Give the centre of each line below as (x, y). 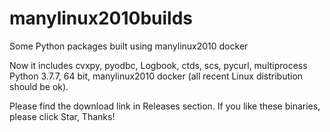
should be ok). (39, 86)
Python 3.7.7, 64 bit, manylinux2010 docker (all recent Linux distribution (156, 76)
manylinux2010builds (101, 18)
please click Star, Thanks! (62, 116)
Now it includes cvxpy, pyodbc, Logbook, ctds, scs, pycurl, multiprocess (158, 65)
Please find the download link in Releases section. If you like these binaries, (165, 106)
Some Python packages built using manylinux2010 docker (129, 46)
